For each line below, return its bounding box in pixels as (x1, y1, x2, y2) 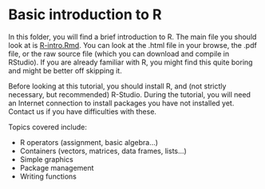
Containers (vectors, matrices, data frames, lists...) (19, 146, 188, 156)
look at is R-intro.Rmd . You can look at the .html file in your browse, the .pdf (8, 40, 257, 49)
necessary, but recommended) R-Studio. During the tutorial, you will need (8, 89, 251, 99)
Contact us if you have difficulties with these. (8, 106, 157, 116)
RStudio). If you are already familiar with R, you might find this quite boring (8, 57, 253, 67)
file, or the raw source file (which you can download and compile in (8, 49, 230, 58)
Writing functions (19, 171, 77, 181)
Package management (19, 163, 94, 172)
